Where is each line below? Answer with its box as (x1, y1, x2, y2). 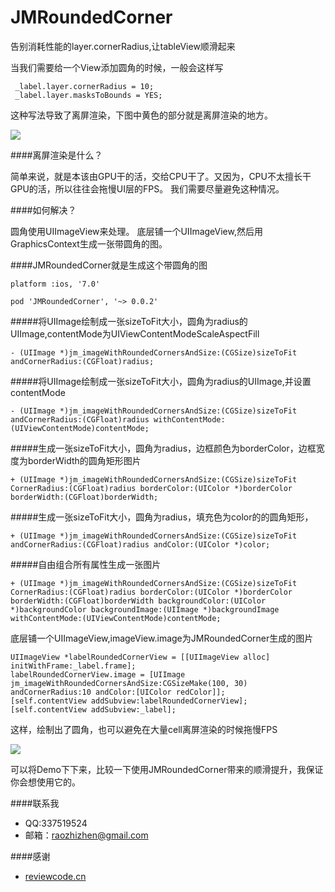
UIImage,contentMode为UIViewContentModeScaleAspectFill (10, 327, 260, 340)
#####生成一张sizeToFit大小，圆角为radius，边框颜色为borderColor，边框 (10, 442, 317, 454)
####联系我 (10, 797, 60, 809)
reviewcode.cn (24, 870, 87, 882)
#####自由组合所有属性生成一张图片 (10, 558, 162, 570)
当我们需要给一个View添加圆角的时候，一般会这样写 (10, 61, 224, 73)
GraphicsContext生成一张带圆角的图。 (10, 237, 168, 250)
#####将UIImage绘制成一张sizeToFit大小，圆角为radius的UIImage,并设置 (10, 375, 312, 387)
